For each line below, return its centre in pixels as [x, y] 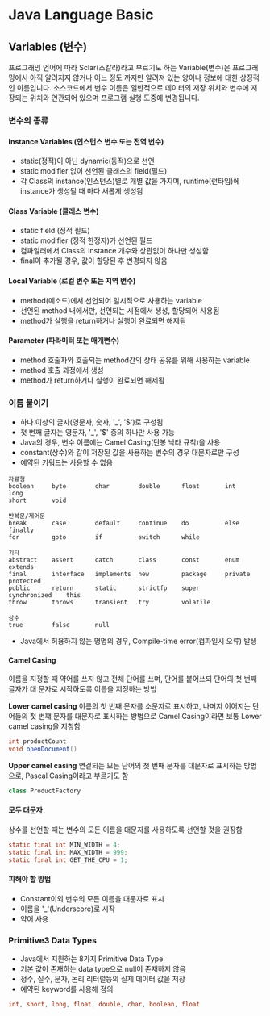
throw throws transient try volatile [110, 603]
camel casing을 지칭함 [44, 726]
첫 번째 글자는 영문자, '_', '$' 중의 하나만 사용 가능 [98, 433]
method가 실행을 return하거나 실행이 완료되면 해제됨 [103, 320]
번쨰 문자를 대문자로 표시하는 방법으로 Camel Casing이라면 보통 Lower [150, 717]
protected [25, 581]
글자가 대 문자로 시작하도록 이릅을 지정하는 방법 [83, 689]
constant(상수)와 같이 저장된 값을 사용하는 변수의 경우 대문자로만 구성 [129, 453]
